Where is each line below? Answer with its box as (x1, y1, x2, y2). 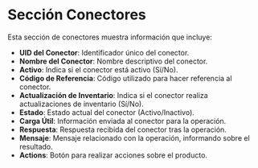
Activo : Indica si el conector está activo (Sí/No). (18, 64, 178, 74)
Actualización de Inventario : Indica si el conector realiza (18, 90, 208, 100)
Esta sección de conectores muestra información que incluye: (7, 32, 212, 42)
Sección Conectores (7, 6, 146, 24)
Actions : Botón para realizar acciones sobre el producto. (18, 150, 208, 160)
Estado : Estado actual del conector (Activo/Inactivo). (18, 107, 195, 117)
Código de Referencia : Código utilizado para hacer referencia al (18, 73, 232, 83)
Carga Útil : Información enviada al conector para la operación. (18, 116, 227, 125)
